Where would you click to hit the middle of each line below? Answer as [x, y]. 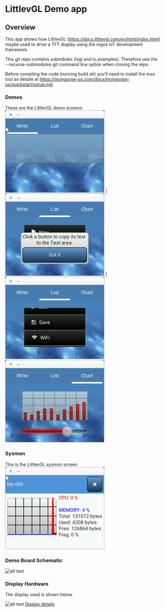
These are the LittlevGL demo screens [44, 108]
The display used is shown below [39, 595]
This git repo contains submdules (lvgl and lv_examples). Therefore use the [81, 59]
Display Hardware [27, 584]
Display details [40, 604]
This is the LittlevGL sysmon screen [41, 464]
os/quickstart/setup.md [29, 84]
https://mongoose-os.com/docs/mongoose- [84, 79]
